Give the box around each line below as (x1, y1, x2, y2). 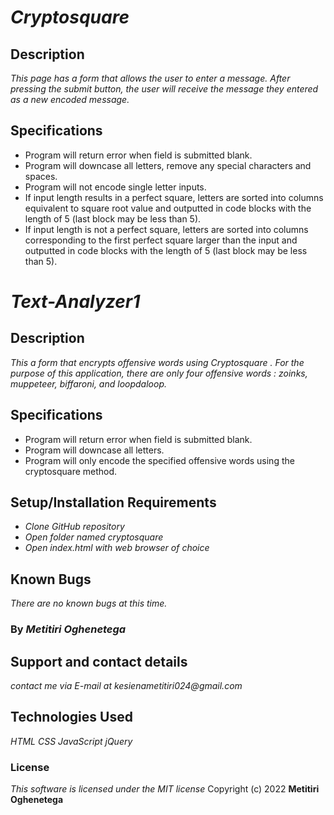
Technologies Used (10, 709, 133, 726)
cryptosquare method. (24, 465, 118, 477)
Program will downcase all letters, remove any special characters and (24, 159, 312, 171)
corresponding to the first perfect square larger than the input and (24, 234, 298, 246)
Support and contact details (10, 653, 188, 670)
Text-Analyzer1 (10, 291, 141, 313)
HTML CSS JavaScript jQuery (10, 735, 133, 747)
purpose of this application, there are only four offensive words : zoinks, (10, 367, 308, 379)
